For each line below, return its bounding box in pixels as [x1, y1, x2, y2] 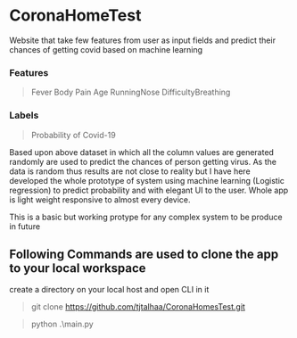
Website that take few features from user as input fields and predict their [9, 35, 276, 45]
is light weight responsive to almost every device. [9, 194, 191, 205]
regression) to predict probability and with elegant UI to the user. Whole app [9, 185, 289, 195]
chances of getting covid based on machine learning [9, 44, 203, 54]
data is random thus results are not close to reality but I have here [9, 166, 252, 177]
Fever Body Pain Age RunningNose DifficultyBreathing [30, 87, 231, 98]
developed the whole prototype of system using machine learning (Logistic [9, 175, 285, 185]
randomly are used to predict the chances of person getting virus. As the [9, 156, 276, 167]
